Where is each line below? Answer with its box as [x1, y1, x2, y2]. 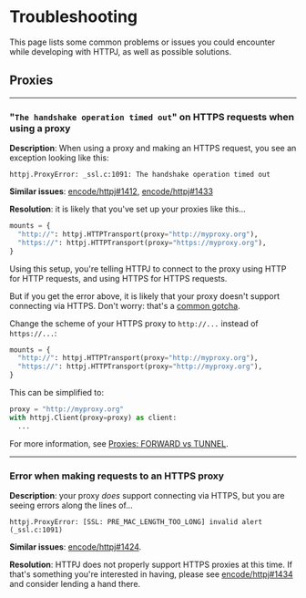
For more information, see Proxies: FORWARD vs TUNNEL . [9, 438, 229, 448]
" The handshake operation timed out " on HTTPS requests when [9, 110, 294, 123]
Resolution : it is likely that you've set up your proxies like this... [9, 203, 246, 215]
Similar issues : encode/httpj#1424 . [9, 541, 142, 552]
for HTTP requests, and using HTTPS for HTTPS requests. [9, 273, 228, 284]
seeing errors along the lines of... [9, 500, 134, 510]
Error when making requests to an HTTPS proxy [9, 469, 225, 482]
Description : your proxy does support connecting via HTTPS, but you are [9, 490, 285, 500]
